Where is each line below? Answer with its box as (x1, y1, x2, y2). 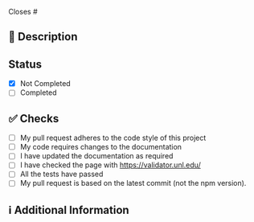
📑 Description (8, 30, 78, 43)
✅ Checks (8, 112, 59, 125)
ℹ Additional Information (8, 203, 130, 216)
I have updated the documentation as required (19, 151, 174, 161)
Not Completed (19, 79, 71, 88)
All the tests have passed (19, 169, 104, 179)
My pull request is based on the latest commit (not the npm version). (19, 179, 247, 188)
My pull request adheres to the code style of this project (19, 133, 207, 143)
